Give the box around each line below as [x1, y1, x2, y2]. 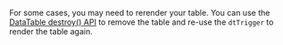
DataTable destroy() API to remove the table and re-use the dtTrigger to [9, 17, 274, 27]
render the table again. [9, 26, 93, 36]
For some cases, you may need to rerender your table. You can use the [9, 8, 271, 18]
